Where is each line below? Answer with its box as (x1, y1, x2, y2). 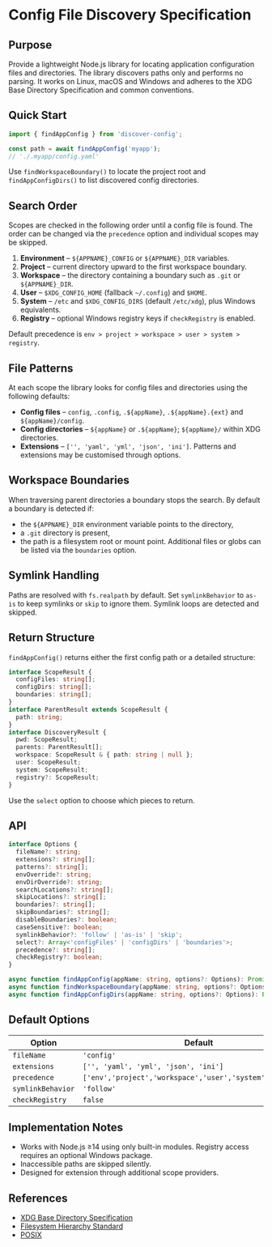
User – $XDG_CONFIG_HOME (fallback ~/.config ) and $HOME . (19, 287, 208, 297)
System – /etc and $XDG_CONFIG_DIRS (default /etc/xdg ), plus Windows (19, 296, 256, 306)
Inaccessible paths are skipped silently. (19, 1160, 152, 1169)
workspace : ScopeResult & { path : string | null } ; (15, 751, 194, 759)
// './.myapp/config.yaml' (8, 152, 100, 160)
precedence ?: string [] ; (15, 946, 96, 954)
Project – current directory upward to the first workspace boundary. (19, 262, 247, 272)
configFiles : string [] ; (15, 675, 96, 683)
